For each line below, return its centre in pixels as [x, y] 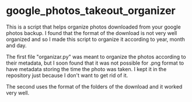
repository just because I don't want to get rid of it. [67, 75]
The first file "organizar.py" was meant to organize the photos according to [96, 57]
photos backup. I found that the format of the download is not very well [92, 33]
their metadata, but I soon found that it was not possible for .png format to [95, 63]
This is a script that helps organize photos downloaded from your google [93, 27]
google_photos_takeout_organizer [91, 11]
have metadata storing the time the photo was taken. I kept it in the [86, 69]
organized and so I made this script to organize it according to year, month [96, 39]
